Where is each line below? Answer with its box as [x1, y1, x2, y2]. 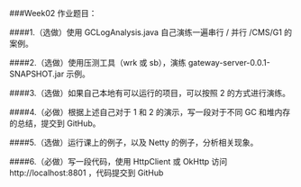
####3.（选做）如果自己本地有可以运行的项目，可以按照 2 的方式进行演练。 [9, 88, 291, 98]
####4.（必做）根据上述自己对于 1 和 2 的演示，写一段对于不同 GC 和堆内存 [9, 107, 291, 117]
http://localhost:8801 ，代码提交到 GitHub [9, 167, 164, 178]
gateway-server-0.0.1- [187, 58, 270, 67]
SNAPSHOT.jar [9, 68, 65, 79]
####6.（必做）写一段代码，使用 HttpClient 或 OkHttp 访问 [9, 156, 228, 166]
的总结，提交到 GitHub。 [9, 118, 101, 129]
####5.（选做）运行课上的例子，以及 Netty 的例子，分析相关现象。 [9, 138, 259, 147]
